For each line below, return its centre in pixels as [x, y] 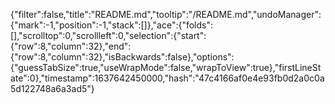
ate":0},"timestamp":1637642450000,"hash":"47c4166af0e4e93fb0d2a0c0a [167, 78]
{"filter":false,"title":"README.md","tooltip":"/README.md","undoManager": [166, 14]
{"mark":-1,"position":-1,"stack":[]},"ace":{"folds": [112, 25]
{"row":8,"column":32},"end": [71, 46]
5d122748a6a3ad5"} [52, 88]
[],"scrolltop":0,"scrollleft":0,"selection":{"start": [108, 35]
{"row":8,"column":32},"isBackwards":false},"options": [122, 57]
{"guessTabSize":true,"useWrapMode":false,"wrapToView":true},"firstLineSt [166, 67]
